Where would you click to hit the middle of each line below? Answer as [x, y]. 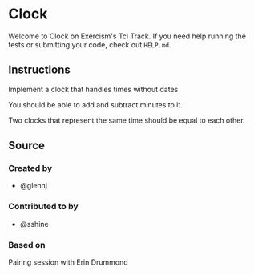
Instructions [39, 70]
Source [27, 146]
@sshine [34, 224]
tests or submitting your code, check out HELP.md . [90, 44]
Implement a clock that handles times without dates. [94, 89]
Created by [30, 168]
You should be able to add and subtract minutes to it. [95, 104]
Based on [27, 245]
